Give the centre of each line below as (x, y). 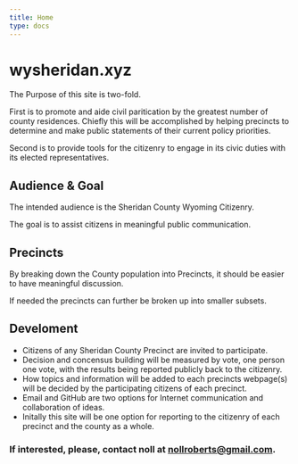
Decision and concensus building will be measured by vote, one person (153, 360)
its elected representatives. (59, 158)
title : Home (31, 17)
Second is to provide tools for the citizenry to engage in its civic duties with (148, 148)
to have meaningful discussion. (66, 284)
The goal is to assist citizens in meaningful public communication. (130, 225)
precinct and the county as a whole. (88, 426)
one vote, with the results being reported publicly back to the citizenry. (152, 369)
